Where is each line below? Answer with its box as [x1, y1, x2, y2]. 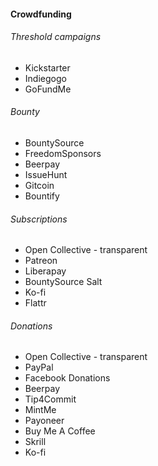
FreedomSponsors [24, 148, 102, 159]
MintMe [24, 404, 57, 416]
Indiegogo [24, 72, 67, 84]
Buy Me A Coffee [24, 425, 96, 437]
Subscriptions [10, 213, 68, 225]
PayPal [24, 361, 54, 374]
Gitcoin [24, 180, 55, 191]
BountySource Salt [24, 276, 103, 288]
